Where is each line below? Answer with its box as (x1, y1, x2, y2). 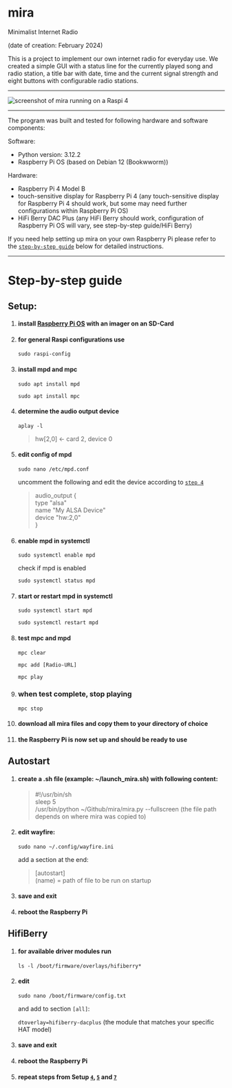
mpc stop (17, 705, 43, 712)
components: (8, 123, 45, 132)
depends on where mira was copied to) (34, 812, 147, 820)
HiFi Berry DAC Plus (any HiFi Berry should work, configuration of (17, 214, 204, 222)
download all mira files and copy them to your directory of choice (17, 720, 209, 728)
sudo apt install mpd (17, 380, 80, 388)
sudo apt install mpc (17, 393, 80, 400)
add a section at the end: (17, 855, 89, 863)
